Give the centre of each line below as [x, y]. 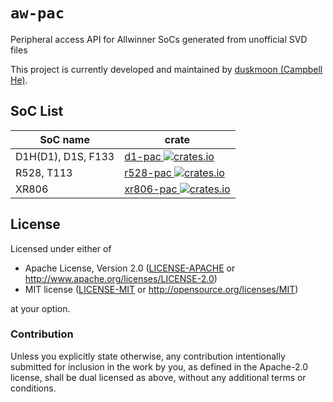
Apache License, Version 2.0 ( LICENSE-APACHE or [130, 268]
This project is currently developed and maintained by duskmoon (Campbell [166, 69]
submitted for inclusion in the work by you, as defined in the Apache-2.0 [159, 366]
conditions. [33, 388]
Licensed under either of [61, 248]
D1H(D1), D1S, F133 [65, 156]
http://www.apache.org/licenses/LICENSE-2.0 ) [121, 278]
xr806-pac [151, 189]
